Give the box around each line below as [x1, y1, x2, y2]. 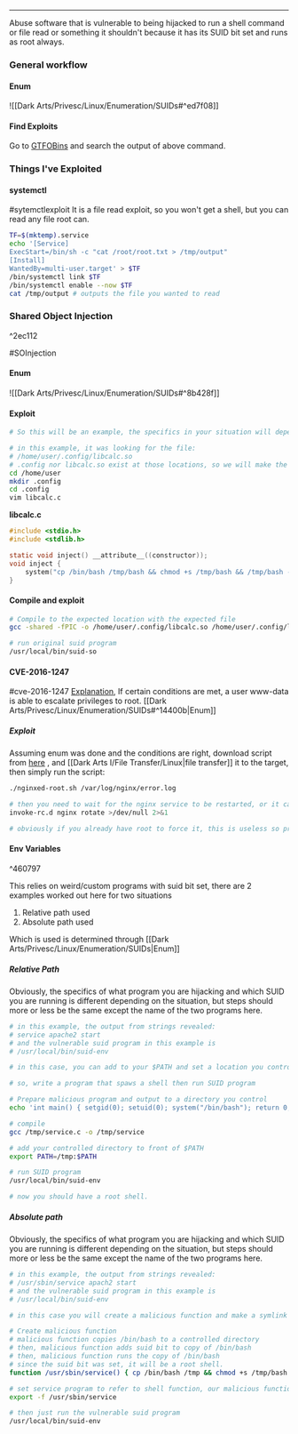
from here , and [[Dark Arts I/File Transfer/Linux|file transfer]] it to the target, [9, 757, 289, 768]
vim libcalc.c [9, 493, 62, 502]
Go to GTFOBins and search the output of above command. [9, 140, 226, 151]
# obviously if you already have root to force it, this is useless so [9, 824, 279, 833]
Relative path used [21, 907, 90, 917]
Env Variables [9, 844, 61, 854]
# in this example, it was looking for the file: [9, 444, 197, 453]
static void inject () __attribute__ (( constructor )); [9, 550, 208, 560]
